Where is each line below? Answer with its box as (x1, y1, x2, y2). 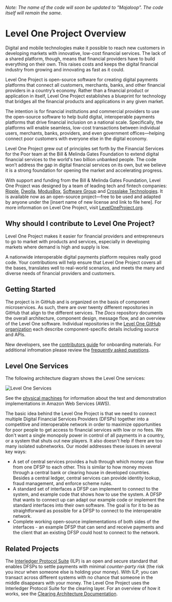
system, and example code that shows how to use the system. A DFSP (12, 491, 162, 497)
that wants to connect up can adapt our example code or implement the (12, 497, 165, 503)
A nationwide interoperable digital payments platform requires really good (5, 254, 161, 260)
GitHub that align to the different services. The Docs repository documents (5, 309, 163, 316)
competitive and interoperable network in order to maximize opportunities (5, 421, 161, 428)
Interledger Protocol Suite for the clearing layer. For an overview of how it (5, 585, 161, 592)
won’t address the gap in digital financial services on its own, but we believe (5, 162, 166, 168)
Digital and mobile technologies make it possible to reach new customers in (5, 45, 165, 51)
